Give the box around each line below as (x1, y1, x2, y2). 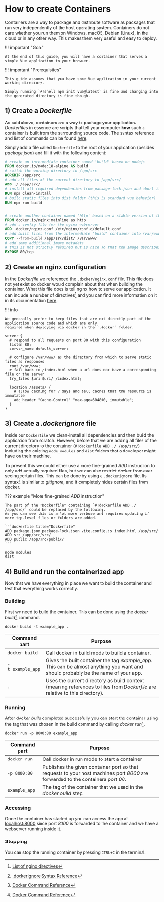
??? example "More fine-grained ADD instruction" (5, 493, 105, 499)
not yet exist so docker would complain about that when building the (5, 281, 143, 287)
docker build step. (42, 790, 84, 797)
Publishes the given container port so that (42, 764, 138, 771)
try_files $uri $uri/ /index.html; (9, 376, 82, 381)
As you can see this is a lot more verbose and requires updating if (5, 512, 150, 516)
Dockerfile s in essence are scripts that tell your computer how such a (5, 124, 145, 130)
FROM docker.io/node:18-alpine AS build (5, 164, 89, 169)
